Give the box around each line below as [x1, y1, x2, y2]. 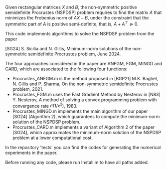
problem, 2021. [12, 86, 43, 92]
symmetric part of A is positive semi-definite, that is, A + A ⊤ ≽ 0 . [5, 20, 139, 27]
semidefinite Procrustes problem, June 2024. [28, 51, 121, 57]
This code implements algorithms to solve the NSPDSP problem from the [5, 30, 155, 36]
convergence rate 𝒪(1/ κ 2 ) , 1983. [12, 102, 78, 109]
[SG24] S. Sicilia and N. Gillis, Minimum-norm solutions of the [5, 45, 132, 51]
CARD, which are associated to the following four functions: [5, 66, 128, 72]
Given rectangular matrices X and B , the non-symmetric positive [5, 4, 137, 10]
